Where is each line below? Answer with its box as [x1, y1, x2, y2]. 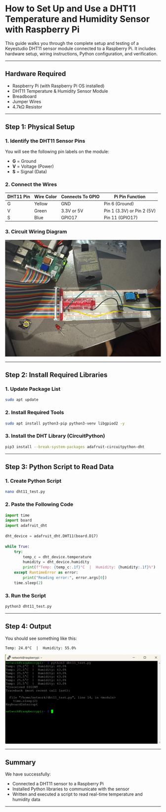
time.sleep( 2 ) [14, 580, 43, 585]
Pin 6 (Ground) [103, 201, 134, 207]
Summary [5, 758, 36, 767]
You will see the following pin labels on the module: [5, 149, 110, 155]
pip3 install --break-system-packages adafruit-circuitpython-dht [5, 444, 145, 449]
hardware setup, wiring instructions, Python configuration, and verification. [5, 50, 158, 57]
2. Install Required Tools [5, 409, 64, 416]
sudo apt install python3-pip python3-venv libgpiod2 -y [5, 421, 125, 426]
